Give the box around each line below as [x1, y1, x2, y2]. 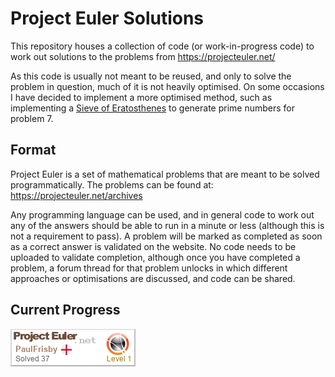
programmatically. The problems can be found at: [10, 178, 214, 191]
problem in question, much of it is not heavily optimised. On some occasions [10, 80, 325, 92]
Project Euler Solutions [10, 7, 205, 30]
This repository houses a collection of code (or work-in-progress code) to [10, 40, 315, 52]
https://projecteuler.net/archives [10, 189, 143, 201]
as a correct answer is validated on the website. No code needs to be [10, 240, 297, 252]
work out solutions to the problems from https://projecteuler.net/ [10, 50, 276, 62]
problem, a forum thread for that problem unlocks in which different [10, 262, 288, 274]
